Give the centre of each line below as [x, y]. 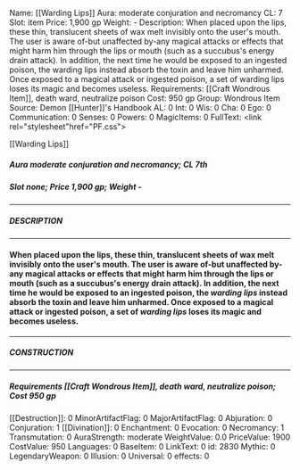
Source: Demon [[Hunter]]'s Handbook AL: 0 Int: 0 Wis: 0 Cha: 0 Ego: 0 [141, 107]
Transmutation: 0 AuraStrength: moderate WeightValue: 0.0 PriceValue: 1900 [150, 437]
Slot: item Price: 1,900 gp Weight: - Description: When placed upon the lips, [148, 22]
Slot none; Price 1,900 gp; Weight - [75, 186]
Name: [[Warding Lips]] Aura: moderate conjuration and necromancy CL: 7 [146, 13]
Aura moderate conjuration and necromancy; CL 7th [108, 164]
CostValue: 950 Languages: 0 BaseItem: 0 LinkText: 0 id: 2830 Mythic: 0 [142, 447]
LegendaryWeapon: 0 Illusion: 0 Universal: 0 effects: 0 [109, 456]
